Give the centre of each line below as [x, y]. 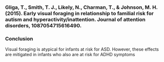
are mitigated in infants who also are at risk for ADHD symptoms [70, 55]
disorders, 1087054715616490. [43, 25]
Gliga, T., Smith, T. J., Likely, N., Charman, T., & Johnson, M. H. [82, 7]
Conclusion [19, 39]
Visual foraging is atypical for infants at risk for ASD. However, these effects [82, 49]
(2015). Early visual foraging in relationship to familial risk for [80, 13]
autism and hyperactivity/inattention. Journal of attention [75, 20]
